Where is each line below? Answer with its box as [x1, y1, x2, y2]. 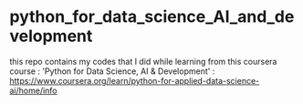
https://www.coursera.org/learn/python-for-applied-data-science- [9, 75, 260, 86]
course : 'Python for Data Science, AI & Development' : [9, 66, 215, 77]
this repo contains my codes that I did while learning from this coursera [9, 56, 277, 67]
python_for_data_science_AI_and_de [9, 6, 295, 27]
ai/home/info [9, 85, 57, 96]
